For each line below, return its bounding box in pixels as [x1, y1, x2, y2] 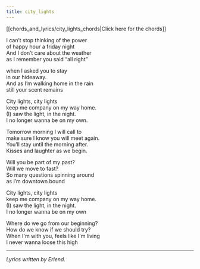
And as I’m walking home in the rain [6, 80, 93, 87]
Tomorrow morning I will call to [6, 128, 82, 135]
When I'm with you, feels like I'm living [6, 232, 100, 239]
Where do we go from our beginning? [6, 220, 98, 227]
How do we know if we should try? [6, 226, 91, 233]
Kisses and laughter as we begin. [6, 147, 87, 154]
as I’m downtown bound [6, 177, 65, 184]
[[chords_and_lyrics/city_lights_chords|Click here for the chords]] [6, 25, 167, 32]
